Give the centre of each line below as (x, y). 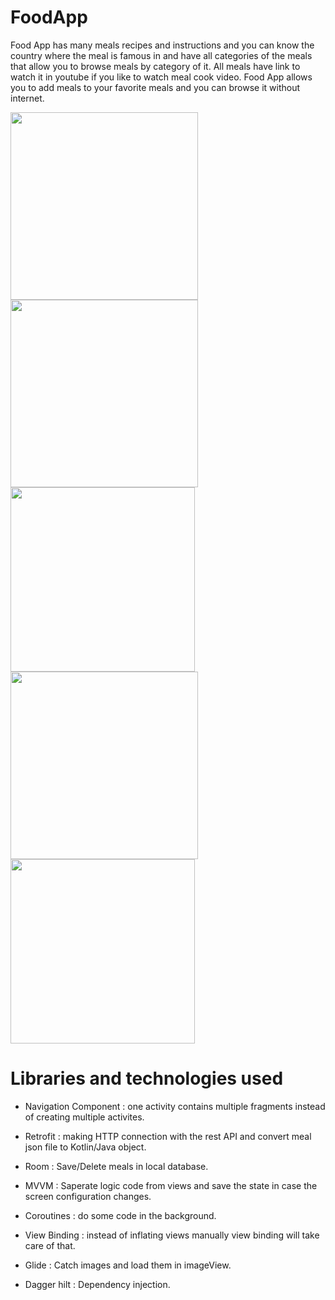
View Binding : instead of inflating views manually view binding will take (172, 1235)
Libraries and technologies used (147, 1078)
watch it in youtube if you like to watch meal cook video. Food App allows (161, 77)
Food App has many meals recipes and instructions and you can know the (162, 45)
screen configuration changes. (88, 1196)
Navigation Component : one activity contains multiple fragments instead (175, 1106)
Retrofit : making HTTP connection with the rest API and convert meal (168, 1136)
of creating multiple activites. (84, 1117)
